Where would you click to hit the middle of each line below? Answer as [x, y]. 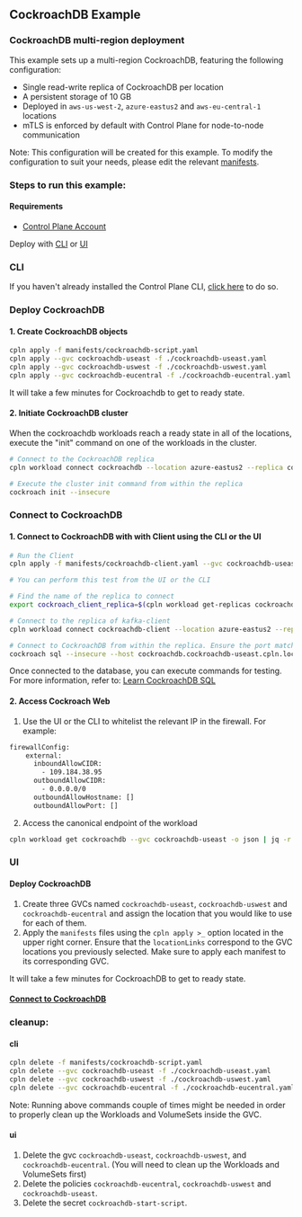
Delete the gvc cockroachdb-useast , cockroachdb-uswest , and [134, 1155]
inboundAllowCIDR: [67, 764]
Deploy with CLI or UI [49, 244]
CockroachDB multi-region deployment [97, 40]
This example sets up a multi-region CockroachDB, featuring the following [147, 60]
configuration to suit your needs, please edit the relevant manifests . [134, 162]
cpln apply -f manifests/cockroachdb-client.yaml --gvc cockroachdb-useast [154, 564]
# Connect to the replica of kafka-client [90, 621]
